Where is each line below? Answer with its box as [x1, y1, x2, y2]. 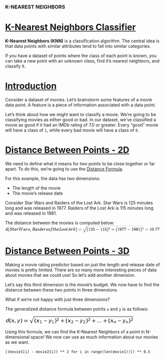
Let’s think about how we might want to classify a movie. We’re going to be [5, 111, 156, 117]
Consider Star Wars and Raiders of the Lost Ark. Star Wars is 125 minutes [5, 199, 153, 205]
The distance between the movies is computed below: [5, 220, 115, 226]
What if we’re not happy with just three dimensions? [5, 296, 110, 302]
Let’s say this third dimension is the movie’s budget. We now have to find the [5, 282, 160, 288]
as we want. [5, 339, 29, 345]
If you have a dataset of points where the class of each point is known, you [5, 53, 157, 59]
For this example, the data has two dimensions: [5, 175, 101, 181]
